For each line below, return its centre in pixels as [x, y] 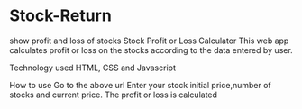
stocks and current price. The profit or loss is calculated [114, 95]
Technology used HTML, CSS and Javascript [92, 68]
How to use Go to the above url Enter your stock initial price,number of [141, 85]
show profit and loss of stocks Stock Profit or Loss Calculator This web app [149, 41]
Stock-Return [61, 16]
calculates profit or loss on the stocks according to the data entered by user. [151, 50]
